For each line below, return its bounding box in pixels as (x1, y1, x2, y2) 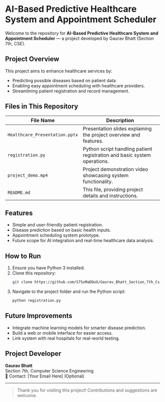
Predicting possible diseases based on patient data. (12, 77, 117, 83)
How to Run (5, 252, 41, 260)
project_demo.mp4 (7, 172, 48, 178)
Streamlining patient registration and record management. (12, 88, 130, 94)
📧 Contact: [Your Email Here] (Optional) (5, 373, 84, 379)
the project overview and (82, 131, 140, 138)
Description (106, 117, 134, 124)
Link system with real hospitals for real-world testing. (12, 335, 120, 341)
